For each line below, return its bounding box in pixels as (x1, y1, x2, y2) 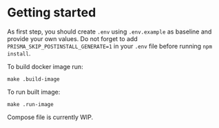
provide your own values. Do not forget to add (7, 34, 138, 42)
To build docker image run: (7, 62, 84, 71)
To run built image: (7, 88, 61, 96)
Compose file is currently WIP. (7, 113, 94, 121)
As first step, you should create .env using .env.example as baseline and (7, 27, 212, 36)
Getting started (7, 5, 96, 21)
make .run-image (7, 101, 54, 107)
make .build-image (7, 75, 60, 83)
